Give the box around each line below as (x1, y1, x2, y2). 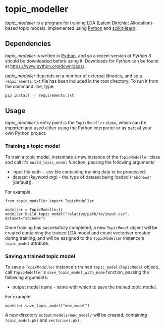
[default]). (12, 179, 33, 185)
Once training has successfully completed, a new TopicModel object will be (5, 224, 158, 230)
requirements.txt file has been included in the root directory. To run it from (5, 78, 159, 84)
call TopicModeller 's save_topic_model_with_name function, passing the (5, 269, 150, 275)
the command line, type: (5, 83, 55, 89)
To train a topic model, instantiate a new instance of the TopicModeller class (5, 154, 160, 160)
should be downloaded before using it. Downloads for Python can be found (5, 58, 159, 64)
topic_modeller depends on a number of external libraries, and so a (5, 73, 142, 79)
